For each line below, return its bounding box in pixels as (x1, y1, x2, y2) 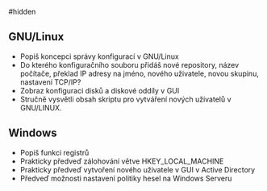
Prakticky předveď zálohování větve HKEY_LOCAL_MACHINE (19, 156, 224, 166)
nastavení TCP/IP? (19, 77, 81, 87)
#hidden (8, 7, 36, 16)
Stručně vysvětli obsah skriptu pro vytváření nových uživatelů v (19, 94, 232, 104)
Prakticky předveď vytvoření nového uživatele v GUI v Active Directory (19, 164, 256, 174)
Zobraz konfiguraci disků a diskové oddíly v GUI (19, 85, 180, 95)
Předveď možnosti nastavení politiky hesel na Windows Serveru (19, 173, 232, 183)
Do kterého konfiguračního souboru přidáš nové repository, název (19, 60, 240, 69)
